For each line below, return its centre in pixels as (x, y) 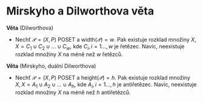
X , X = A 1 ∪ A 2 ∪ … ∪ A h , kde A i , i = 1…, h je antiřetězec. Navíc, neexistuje (106, 85)
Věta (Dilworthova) (30, 28)
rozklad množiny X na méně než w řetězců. (69, 54)
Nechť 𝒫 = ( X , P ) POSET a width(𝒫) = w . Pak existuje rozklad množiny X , (106, 39)
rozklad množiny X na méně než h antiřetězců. (73, 92)
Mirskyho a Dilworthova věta (80, 11)
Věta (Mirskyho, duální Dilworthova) (51, 66)
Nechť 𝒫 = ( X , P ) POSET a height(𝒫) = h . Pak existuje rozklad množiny (103, 77)
